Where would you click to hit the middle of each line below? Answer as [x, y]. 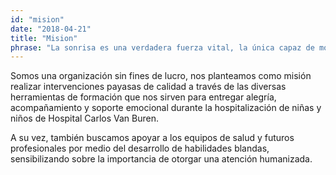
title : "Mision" [44, 38]
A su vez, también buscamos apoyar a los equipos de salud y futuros [152, 138]
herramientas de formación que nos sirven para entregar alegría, [143, 97]
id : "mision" [37, 19]
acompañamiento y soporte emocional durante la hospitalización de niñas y [166, 108]
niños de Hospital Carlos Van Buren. [84, 118]
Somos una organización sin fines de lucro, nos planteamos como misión [161, 76]
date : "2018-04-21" [51, 29]
